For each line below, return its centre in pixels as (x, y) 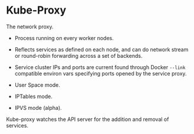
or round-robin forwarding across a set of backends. (78, 55)
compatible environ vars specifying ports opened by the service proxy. (101, 73)
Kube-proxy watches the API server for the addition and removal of (88, 119)
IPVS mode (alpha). (38, 107)
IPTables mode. (34, 96)
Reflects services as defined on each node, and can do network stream (101, 49)
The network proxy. (30, 27)
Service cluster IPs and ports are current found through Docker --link (100, 67)
